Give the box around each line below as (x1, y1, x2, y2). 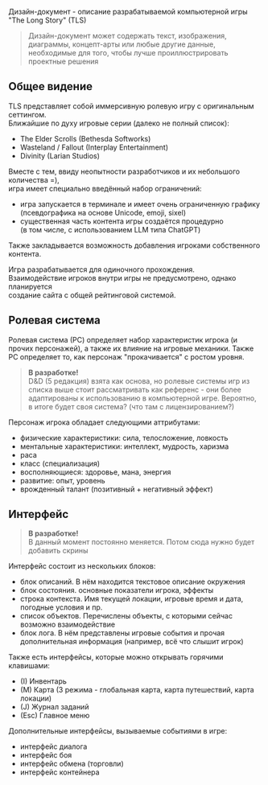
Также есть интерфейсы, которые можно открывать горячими (8, 652, 224, 662)
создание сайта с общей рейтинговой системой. (8, 290, 176, 300)
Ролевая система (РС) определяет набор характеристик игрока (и (8, 335, 238, 344)
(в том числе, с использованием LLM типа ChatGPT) (19, 224, 201, 234)
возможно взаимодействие (19, 619, 115, 630)
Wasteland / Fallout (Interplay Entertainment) (19, 142, 169, 152)
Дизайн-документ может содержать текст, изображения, (27, 31, 227, 40)
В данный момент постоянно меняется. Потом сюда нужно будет (27, 537, 255, 547)
